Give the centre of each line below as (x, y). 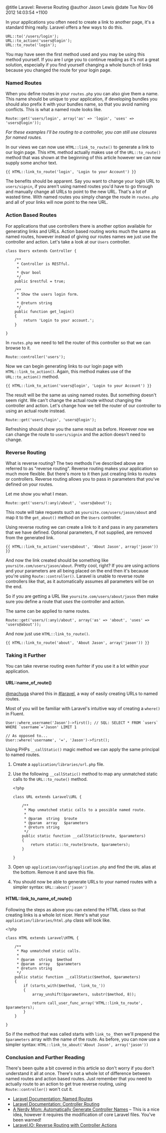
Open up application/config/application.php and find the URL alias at (84, 867)
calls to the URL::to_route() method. (50, 779)
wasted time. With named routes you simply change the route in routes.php (82, 197)
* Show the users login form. (48, 294)
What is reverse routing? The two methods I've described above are (75, 463)
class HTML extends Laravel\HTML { (42, 938)
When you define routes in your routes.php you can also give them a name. (82, 94)
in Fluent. (15, 714)
